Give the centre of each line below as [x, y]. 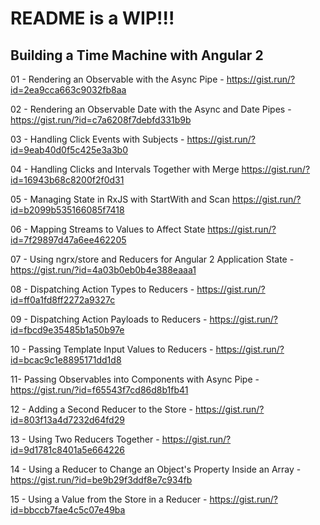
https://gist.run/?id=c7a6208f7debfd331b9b [101, 120]
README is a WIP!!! [92, 18]
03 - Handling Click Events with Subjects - [97, 139]
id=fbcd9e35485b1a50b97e [67, 330]
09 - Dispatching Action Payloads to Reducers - [109, 319]
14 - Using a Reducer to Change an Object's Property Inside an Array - [156, 469]
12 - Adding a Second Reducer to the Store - [101, 409]
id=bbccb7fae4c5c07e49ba [68, 510]
